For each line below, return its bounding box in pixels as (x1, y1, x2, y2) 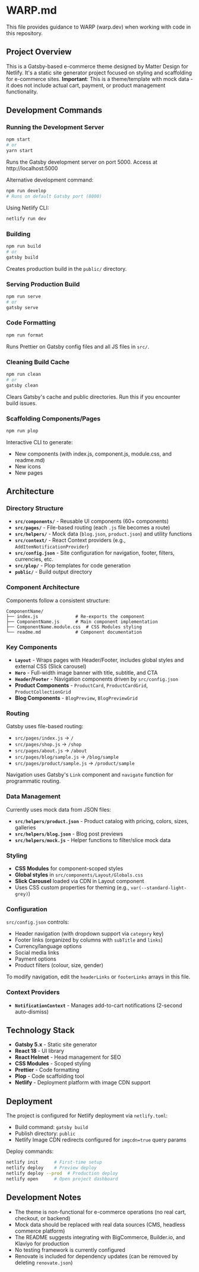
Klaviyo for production (14, 1240, 70, 1247)
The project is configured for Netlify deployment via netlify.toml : (6, 1112, 168, 1120)
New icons (14, 463, 42, 470)
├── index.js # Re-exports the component (6, 613, 145, 619)
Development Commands (6, 105, 103, 116)
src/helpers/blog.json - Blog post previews (14, 830, 124, 837)
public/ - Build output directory (14, 568, 92, 575)
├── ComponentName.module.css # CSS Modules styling (6, 623, 143, 630)
